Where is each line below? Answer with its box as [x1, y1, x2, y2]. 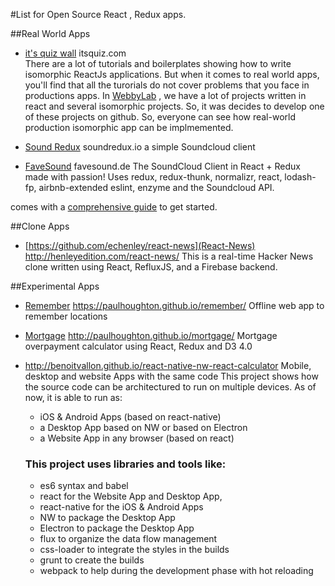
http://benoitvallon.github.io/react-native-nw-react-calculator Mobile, [24, 360, 312, 371]
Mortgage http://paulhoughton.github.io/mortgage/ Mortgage [24, 330, 278, 341]
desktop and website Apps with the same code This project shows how [24, 370, 319, 382]
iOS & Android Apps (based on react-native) [39, 411, 222, 423]
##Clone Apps [10, 220, 70, 232]
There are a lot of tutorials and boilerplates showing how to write [24, 58, 292, 69]
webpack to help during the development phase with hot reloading [39, 565, 314, 577]
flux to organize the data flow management [39, 533, 218, 545]
